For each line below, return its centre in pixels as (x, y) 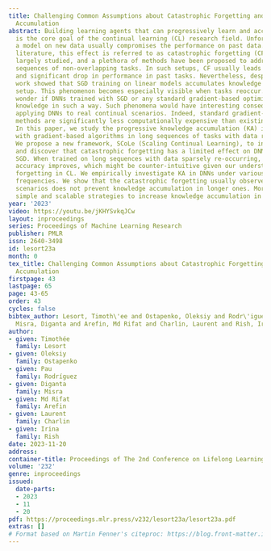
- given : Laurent (38, 414)
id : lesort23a (32, 249)
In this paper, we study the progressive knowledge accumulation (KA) (137, 128)
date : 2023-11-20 (38, 444)
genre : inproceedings (45, 474)
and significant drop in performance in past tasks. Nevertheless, (131, 76)
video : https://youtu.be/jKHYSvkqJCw (72, 211)
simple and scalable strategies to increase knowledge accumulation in (139, 196)
